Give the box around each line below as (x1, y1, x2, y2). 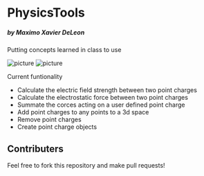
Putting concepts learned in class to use (7, 46, 122, 54)
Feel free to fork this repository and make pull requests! (7, 161, 165, 169)
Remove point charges (17, 116, 82, 124)
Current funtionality (7, 73, 63, 81)
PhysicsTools (7, 5, 85, 21)
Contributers (7, 143, 64, 155)
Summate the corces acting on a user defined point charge (17, 100, 185, 109)
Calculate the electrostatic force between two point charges (17, 94, 189, 102)
